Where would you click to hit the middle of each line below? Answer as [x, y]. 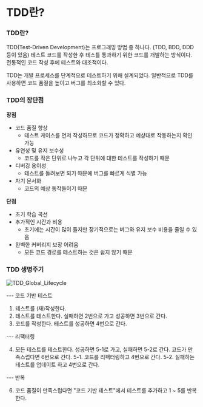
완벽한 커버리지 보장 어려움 [47, 244]
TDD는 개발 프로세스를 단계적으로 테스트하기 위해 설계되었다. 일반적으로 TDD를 [100, 75]
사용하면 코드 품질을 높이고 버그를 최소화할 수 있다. [66, 83]
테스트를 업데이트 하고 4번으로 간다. [57, 364]
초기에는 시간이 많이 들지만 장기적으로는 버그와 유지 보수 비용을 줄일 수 [107, 229]
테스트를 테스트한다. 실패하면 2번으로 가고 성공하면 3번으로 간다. [91, 316]
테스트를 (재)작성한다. [41, 309]
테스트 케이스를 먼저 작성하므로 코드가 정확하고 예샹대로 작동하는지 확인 [108, 135]
